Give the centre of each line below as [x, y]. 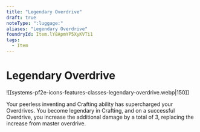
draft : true [21, 18]
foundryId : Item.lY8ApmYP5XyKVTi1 [50, 35]
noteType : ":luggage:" [35, 23]
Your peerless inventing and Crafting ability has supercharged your [90, 104]
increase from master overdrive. [46, 123]
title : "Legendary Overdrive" [44, 12]
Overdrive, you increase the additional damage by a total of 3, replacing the [100, 117]
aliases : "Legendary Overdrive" [47, 29]
